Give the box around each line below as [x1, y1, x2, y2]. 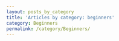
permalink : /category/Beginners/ [6, 25, 91, 32]
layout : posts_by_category [6, 8, 74, 15]
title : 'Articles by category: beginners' [6, 14, 115, 20]
